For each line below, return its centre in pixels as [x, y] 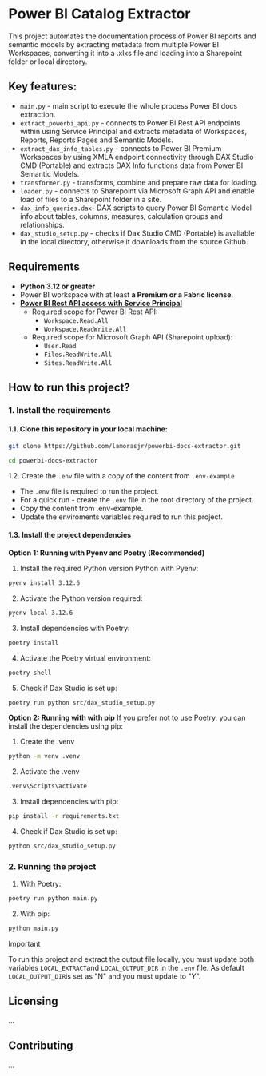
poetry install [34, 643]
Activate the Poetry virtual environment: [85, 658]
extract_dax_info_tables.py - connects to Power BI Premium [121, 148]
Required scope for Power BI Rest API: [95, 312]
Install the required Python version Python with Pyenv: [109, 569]
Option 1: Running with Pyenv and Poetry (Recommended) [107, 553]
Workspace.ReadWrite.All [85, 329]
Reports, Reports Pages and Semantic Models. [96, 140]
